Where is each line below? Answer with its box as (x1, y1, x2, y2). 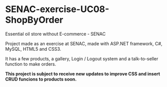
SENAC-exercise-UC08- (5, 4, 110, 15)
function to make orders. (5, 61, 56, 67)
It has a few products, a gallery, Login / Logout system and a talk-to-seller (5, 55, 158, 61)
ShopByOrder (5, 14, 63, 26)
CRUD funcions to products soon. (5, 76, 77, 82)
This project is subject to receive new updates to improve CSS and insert (5, 70, 160, 76)
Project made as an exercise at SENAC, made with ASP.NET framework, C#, (5, 40, 162, 46)
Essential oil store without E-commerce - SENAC (5, 31, 106, 37)
